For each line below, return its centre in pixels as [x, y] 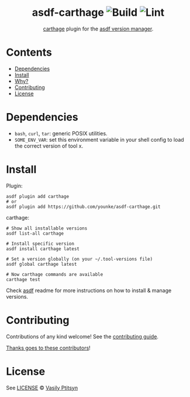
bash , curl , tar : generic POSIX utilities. [61, 133]
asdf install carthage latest [43, 249]
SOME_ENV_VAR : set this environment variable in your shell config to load [99, 139]
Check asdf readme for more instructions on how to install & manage [89, 290]
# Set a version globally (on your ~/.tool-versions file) [80, 259]
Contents [29, 52]
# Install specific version [40, 244]
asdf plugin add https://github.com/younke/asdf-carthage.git [83, 207]
